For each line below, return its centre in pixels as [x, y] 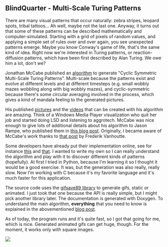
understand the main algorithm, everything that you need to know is [76, 204]
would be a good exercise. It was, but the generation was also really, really [82, 167]
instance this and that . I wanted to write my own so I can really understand [82, 151]
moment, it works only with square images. [50, 229]
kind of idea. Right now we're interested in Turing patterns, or [69, 52]
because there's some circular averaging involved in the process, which [80, 94]
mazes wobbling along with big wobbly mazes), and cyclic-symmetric [77, 89]
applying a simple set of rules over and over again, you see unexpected [79, 42]
